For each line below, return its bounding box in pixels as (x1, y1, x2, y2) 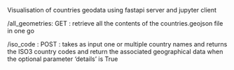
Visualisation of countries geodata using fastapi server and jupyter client (7, 6, 217, 14)
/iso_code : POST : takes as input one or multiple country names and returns (7, 40, 228, 48)
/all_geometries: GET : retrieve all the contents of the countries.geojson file (7, 19, 223, 27)
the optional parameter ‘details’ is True (7, 55, 118, 63)
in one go (7, 27, 35, 35)
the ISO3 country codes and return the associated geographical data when (7, 48, 223, 55)
